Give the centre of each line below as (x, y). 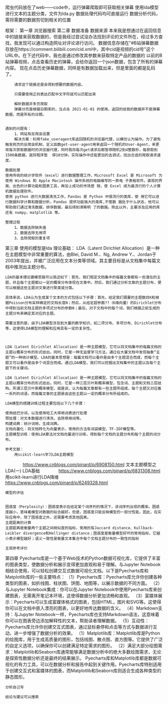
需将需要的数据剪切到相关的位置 (38, 20)
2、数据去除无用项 (30, 233)
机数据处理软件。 (20, 191)
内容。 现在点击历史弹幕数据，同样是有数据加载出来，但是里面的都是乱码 (80, 68)
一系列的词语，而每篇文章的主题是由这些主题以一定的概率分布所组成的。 (68, 394)
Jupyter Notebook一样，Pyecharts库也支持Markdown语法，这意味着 (89, 614)
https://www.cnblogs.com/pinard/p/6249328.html (57, 483)
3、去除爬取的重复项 (32, 238)
